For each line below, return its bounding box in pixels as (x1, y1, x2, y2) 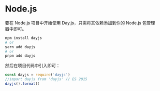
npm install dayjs (5, 35, 42, 40)
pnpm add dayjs (5, 53, 36, 58)
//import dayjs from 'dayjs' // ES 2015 (5, 77, 88, 82)
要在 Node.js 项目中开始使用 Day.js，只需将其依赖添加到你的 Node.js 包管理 (5, 20, 156, 26)
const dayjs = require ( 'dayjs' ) (5, 72, 70, 78)
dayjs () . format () (5, 81, 40, 86)
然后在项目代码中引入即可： (5, 63, 60, 68)
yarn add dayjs (5, 44, 36, 49)
